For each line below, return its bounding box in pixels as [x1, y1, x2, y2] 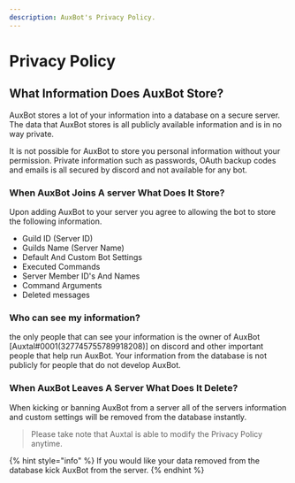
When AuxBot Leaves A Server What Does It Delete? [9, 382, 238, 395]
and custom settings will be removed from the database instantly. [9, 411, 247, 422]
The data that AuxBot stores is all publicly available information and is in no [9, 119, 283, 129]
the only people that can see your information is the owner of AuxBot [9, 332, 261, 342]
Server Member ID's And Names [21, 271, 140, 281]
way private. [9, 128, 55, 139]
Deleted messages [21, 289, 90, 300]
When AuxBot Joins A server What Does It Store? [9, 187, 225, 199]
